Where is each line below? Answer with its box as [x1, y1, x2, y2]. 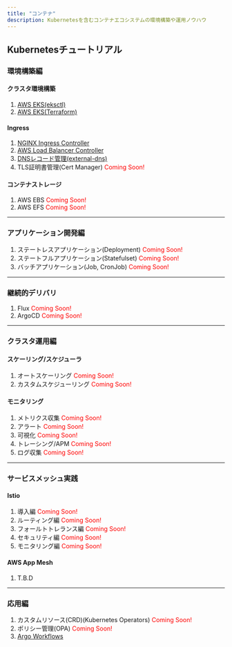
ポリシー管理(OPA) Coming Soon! [17, 624, 113, 632]
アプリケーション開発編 [7, 229, 85, 238]
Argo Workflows [17, 632, 64, 640]
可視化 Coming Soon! [17, 431, 78, 439]
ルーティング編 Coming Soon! [17, 516, 102, 525]
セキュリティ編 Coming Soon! [17, 533, 102, 542]
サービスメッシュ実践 [7, 474, 78, 483]
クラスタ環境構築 [7, 84, 56, 93]
